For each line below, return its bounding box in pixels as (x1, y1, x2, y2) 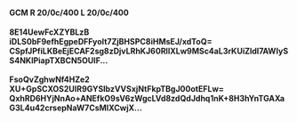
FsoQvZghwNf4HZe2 (9, 74, 91, 85)
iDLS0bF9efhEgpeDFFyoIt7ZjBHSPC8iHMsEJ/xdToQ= (9, 37, 213, 47)
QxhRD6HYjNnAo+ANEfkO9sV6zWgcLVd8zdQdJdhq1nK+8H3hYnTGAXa (9, 94, 285, 104)
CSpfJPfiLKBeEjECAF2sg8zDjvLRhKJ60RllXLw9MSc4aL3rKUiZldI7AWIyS (9, 45, 289, 57)
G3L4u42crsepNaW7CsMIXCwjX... (9, 102, 142, 113)
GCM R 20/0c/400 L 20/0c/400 (9, 7, 129, 18)
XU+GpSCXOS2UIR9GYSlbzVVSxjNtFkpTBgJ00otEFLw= (9, 84, 225, 94)
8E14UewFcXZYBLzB (9, 27, 90, 37)
